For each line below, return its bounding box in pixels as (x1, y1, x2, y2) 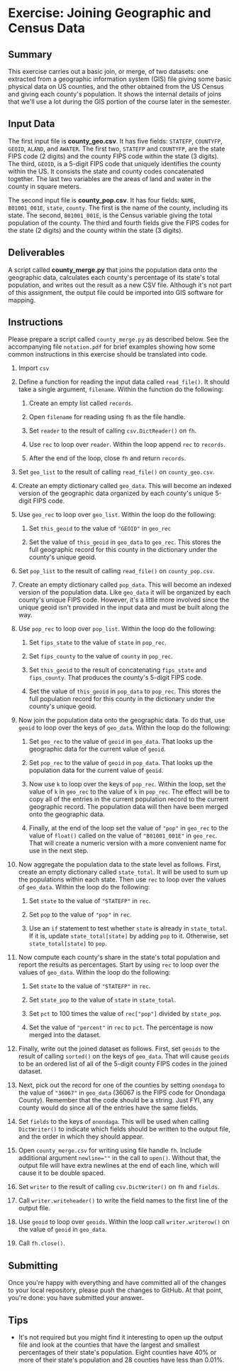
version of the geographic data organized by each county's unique (18, 489, 213, 498)
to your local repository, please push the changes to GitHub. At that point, (8, 1286, 223, 1294)
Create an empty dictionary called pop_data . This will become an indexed (18, 580, 232, 589)
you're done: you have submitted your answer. (8, 1294, 144, 1302)
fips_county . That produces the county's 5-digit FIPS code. (28, 673, 203, 682)
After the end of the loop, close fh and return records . (28, 454, 187, 462)
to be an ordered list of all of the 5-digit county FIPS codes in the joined (18, 1060, 228, 1068)
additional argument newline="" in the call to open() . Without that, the (18, 1154, 221, 1162)
